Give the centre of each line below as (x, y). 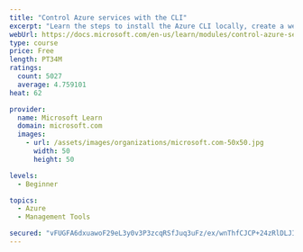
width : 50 (51, 151)
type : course (34, 43)
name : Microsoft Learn (60, 118)
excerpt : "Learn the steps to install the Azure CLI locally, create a (147, 26)
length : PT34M (36, 59)
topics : (24, 200)
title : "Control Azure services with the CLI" (98, 18)
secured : (26, 234)
